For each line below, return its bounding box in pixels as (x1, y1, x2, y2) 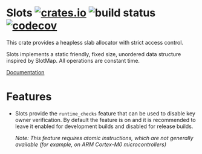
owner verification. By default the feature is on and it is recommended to (15, 116, 196, 123)
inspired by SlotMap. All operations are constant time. (6, 57, 140, 64)
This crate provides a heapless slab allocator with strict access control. (6, 39, 183, 46)
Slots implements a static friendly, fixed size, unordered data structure (6, 50, 181, 57)
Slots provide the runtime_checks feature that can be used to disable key (15, 109, 195, 117)
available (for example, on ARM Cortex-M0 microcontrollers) (15, 141, 166, 148)
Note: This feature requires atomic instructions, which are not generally (15, 134, 194, 141)
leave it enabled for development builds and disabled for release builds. (15, 123, 194, 130)
